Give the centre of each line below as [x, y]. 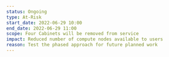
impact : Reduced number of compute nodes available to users [85, 39]
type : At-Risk [24, 17]
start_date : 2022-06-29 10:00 [44, 23]
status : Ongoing [27, 12]
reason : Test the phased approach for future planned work [82, 45]
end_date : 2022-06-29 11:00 [42, 28]
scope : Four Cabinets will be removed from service [72, 34]
